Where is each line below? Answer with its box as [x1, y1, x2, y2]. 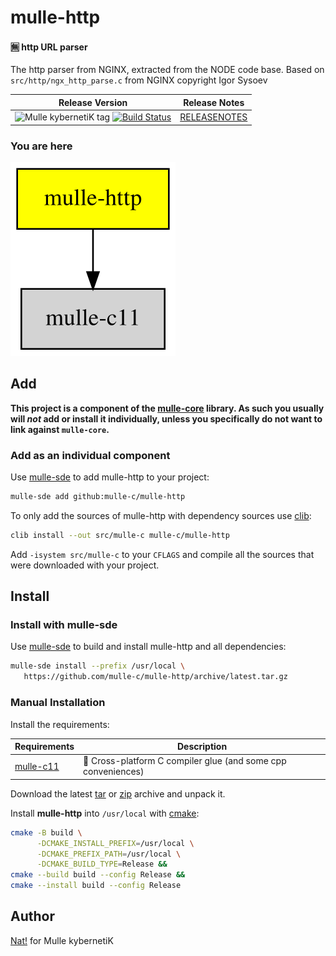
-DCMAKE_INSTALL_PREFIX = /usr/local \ [36, 838, 195, 848]
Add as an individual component [10, 448, 171, 462]
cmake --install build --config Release [10, 881, 182, 891]
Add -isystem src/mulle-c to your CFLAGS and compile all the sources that [10, 548, 315, 560]
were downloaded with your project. [10, 559, 160, 571]
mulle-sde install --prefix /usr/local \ [10, 661, 186, 671]
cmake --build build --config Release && [10, 870, 186, 880]
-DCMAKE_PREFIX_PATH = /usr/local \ [36, 849, 182, 859]
